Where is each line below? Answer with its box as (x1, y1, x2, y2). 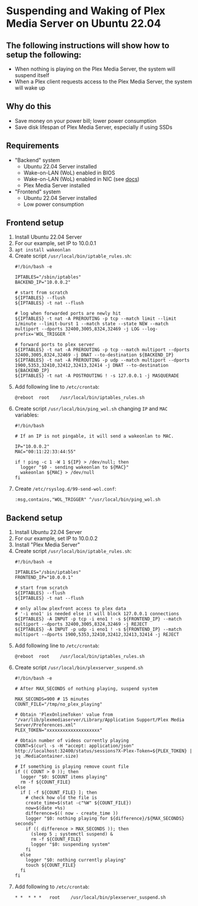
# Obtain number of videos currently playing (14, 737, 129, 744)
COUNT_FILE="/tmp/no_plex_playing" (14, 701, 103, 707)
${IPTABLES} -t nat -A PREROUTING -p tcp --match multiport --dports (14, 347, 190, 353)
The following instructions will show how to (6, 40, 170, 50)
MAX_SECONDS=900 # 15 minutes (14, 696, 90, 702)
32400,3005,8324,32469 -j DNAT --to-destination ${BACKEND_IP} (14, 352, 174, 358)
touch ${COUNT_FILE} (25, 862, 76, 869)
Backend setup (6, 513, 63, 523)
